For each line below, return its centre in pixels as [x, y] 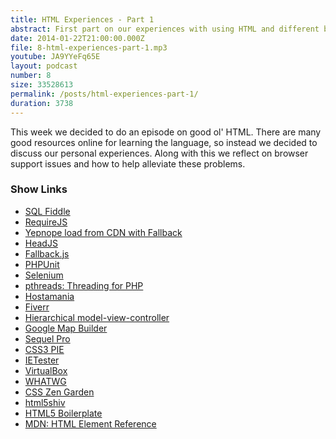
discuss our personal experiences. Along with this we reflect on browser [159, 153]
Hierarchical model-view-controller [97, 317]
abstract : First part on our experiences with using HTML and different [165, 29]
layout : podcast [44, 66]
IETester [42, 360]
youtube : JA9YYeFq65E [55, 57]
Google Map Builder [66, 328]
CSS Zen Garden [59, 392]
